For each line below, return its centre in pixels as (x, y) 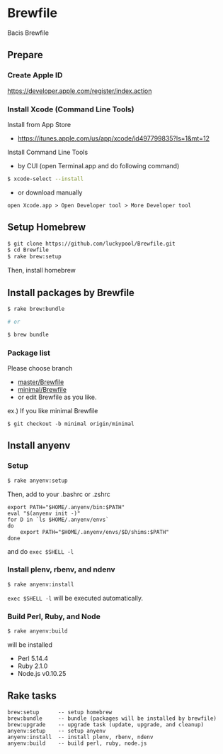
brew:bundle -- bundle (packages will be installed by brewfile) (112, 719)
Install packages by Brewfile (71, 293)
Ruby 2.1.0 (33, 666)
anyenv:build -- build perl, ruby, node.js (77, 743)
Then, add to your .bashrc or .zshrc (59, 494)
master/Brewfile (41, 382)
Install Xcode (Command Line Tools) (71, 109)
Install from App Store (39, 124)
